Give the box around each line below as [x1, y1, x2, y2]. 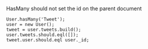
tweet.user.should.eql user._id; [6, 37, 90, 43]
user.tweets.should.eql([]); [6, 32, 79, 38]
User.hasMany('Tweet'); [6, 17, 66, 22]
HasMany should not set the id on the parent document [6, 5, 142, 12]
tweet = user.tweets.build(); [6, 27, 82, 32]
